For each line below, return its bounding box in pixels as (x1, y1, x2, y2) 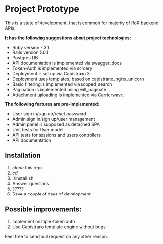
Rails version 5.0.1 (12, 49, 48, 55)
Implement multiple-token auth (12, 218, 75, 224)
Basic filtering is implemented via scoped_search (12, 81, 112, 87)
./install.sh (12, 175, 34, 181)
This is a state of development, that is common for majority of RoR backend (5, 20, 159, 26)
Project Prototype (5, 3, 79, 15)
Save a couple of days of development (12, 191, 91, 196)
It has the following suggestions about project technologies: (5, 35, 132, 41)
